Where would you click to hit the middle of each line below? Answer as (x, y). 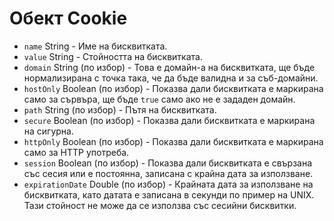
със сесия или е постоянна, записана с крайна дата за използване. (168, 173)
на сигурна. (49, 131)
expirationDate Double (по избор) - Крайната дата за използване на (168, 184)
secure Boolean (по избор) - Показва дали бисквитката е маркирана (169, 120)
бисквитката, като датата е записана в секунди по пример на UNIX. (169, 194)
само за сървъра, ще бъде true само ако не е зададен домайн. (159, 99)
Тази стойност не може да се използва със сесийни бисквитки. (160, 205)
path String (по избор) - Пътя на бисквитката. (120, 109)
